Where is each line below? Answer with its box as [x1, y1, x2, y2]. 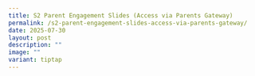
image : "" [8, 48, 41, 56]
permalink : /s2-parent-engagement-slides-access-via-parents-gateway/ [8, 19, 248, 27]
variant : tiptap [8, 56, 62, 64]
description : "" [8, 41, 62, 49]
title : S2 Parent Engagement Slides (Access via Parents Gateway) [8, 11, 233, 20]
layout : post [8, 33, 52, 42]
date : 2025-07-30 [8, 26, 66, 34]
